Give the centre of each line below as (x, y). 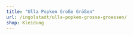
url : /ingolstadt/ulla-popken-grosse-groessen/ (67, 17)
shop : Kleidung (25, 23)
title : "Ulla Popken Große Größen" (51, 12)
